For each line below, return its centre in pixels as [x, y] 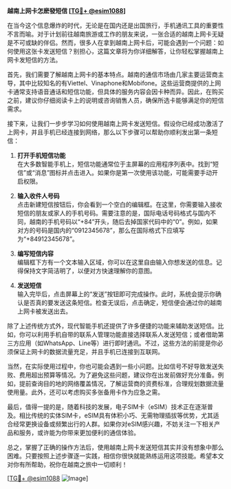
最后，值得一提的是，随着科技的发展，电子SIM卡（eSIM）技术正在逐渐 [107, 407]
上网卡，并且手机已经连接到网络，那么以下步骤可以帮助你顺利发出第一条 [109, 132]
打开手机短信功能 [41, 155]
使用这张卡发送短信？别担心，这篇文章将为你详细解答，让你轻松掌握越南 [115, 51]
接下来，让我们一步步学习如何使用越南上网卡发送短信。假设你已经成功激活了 [115, 124]
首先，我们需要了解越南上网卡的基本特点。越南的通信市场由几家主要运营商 [112, 74]
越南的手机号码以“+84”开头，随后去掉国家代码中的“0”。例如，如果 [124, 222]
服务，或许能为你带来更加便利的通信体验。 [79, 433]
